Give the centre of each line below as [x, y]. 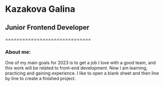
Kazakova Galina [40, 9]
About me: [18, 52]
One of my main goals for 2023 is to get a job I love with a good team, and [81, 63]
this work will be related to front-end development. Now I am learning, [76, 68]
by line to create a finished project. [41, 79]
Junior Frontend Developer [47, 27]
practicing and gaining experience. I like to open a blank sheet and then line [82, 73]
